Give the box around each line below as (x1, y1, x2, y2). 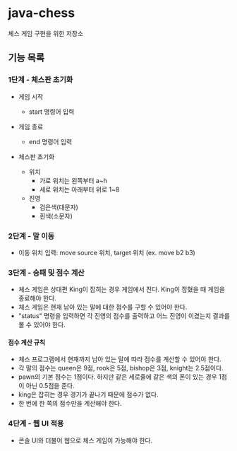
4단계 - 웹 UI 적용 (8, 418, 64, 428)
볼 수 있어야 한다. (18, 320, 66, 329)
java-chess (8, 5, 75, 21)
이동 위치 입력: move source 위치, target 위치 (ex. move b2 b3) (18, 248, 196, 257)
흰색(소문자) (39, 211, 73, 220)
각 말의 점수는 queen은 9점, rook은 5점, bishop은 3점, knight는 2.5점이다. (18, 364, 224, 373)
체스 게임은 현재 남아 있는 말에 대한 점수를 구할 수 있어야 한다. (18, 303, 188, 312)
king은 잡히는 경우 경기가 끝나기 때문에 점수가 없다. (18, 390, 159, 399)
